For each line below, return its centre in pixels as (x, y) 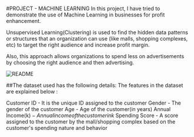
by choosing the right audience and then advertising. (70, 62)
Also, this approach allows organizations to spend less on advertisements (95, 56)
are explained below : (32, 91)
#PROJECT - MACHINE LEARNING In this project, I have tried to (83, 9)
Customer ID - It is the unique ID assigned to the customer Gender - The (93, 103)
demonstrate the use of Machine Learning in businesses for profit (86, 15)
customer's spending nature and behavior (57, 128)
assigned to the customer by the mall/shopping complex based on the (91, 122)
